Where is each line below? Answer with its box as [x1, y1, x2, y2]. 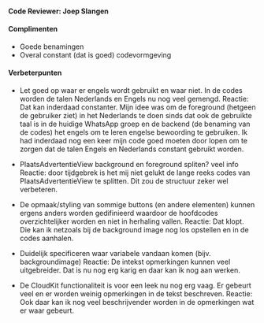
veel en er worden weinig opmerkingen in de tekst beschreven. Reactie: [19, 289, 253, 299]
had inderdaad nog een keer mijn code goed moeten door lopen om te [19, 136, 248, 145]
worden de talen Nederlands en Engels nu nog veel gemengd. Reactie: [19, 95, 249, 103]
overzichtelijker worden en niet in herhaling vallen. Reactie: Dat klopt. [19, 217, 244, 226]
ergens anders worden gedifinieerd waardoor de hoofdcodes [19, 209, 218, 217]
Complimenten [8, 24, 58, 34]
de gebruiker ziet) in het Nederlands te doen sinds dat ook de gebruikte [19, 111, 252, 120]
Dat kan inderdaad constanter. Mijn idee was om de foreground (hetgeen [19, 102, 256, 112]
